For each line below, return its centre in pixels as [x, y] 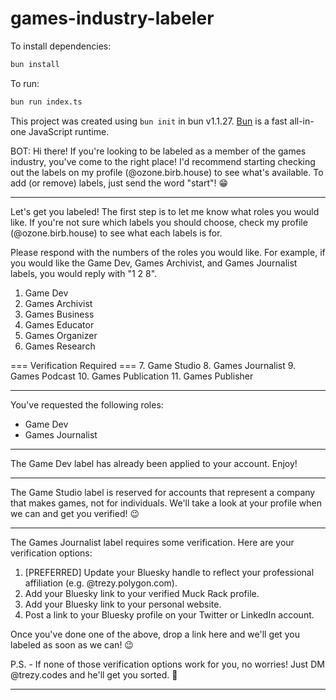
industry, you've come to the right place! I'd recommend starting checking [163, 161]
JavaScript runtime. [69, 131]
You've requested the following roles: [87, 404]
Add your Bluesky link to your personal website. [123, 604]
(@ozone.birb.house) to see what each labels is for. [116, 233]
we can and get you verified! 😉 [75, 513]
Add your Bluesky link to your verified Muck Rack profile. [142, 593]
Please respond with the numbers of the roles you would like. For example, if [168, 252]
